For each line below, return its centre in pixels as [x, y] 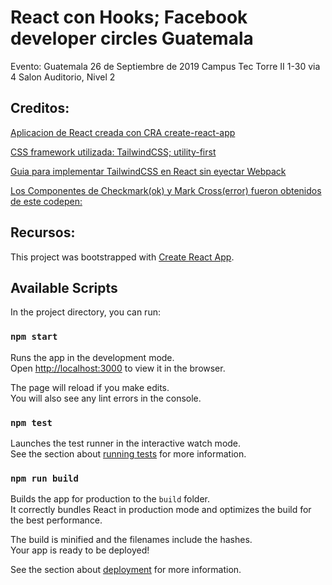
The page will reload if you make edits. [90, 387]
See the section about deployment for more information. [126, 570]
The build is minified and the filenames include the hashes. [131, 540]
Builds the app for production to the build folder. [110, 499]
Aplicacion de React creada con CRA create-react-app [123, 132]
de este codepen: [46, 201]
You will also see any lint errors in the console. [106, 398]
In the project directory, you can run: [85, 312]
